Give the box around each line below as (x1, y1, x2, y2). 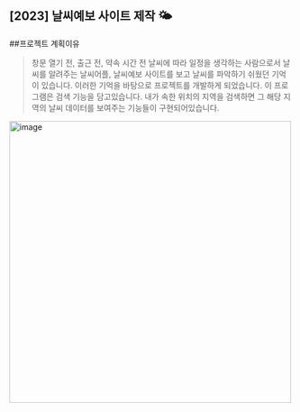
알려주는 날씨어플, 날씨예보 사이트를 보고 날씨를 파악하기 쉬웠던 (48, 69, 270, 79)
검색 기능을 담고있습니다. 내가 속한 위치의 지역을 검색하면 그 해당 (55, 91, 282, 102)
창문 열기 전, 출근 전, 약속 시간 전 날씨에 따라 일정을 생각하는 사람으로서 (31, 57, 281, 68)
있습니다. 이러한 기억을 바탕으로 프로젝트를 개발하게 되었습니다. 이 (41, 79, 272, 90)
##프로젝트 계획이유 (9, 38, 80, 49)
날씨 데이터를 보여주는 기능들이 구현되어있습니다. (48, 102, 220, 113)
